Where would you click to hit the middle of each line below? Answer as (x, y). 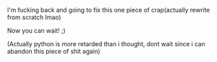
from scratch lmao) (34, 17)
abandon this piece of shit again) (54, 51)
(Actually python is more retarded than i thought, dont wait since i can (106, 44)
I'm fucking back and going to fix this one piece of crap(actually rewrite (108, 10)
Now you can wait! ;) (37, 31)
